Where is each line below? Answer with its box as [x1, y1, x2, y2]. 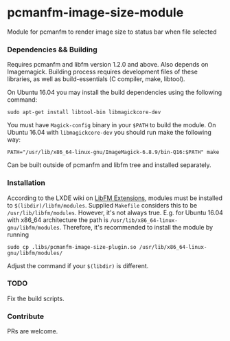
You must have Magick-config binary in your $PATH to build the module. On [7, 121, 216, 129]
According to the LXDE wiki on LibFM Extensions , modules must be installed [7, 194, 223, 202]
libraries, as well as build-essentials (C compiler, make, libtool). [7, 75, 185, 83]
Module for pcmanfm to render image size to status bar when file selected [7, 27, 217, 36]
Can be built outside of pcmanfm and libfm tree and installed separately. [7, 161, 211, 169]
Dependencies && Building [7, 45, 97, 54]
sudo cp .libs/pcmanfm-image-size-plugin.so [7, 243, 137, 250]
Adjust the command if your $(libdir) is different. [7, 261, 149, 269]
